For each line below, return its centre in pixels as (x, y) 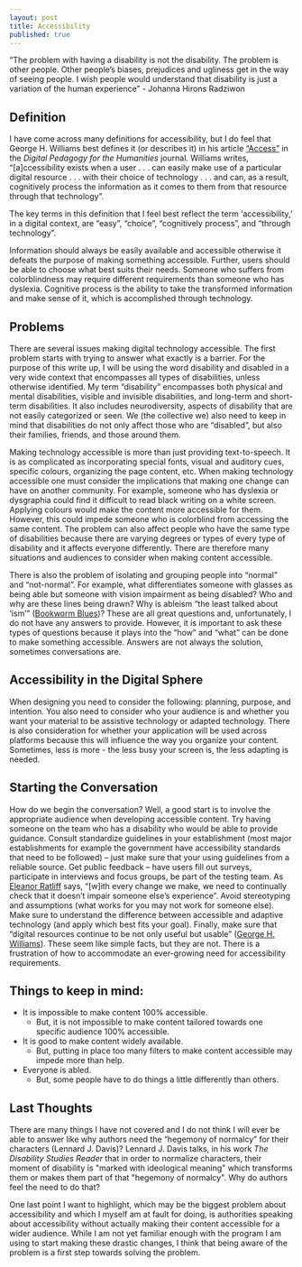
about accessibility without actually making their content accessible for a (145, 1224)
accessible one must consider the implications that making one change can (150, 481)
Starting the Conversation (84, 788)
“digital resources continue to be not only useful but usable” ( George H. (142, 933)
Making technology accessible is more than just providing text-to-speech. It (150, 452)
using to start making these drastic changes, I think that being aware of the (149, 1243)
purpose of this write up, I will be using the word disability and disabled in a (149, 367)
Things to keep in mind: (77, 992)
